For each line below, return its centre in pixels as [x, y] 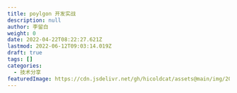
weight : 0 [22, 33]
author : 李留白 [28, 27]
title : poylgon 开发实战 [42, 14]
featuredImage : [30, 79]
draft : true [25, 53]
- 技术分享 [28, 72]
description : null [34, 20]
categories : [25, 66]
